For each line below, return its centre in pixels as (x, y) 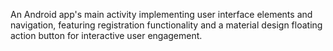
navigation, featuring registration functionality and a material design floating (166, 25)
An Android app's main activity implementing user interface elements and (161, 14)
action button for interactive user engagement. (106, 35)
